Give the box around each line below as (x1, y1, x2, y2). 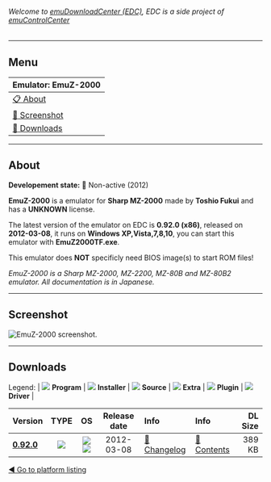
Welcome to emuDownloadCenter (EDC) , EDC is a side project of (8, 6, 224, 16)
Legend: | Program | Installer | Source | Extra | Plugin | (8, 383, 244, 392)
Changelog (144, 444, 186, 455)
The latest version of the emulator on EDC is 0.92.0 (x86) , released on (8, 220, 244, 229)
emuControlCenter (8, 15, 70, 24)
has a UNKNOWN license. (8, 204, 95, 214)
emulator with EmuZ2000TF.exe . (8, 237, 120, 246)
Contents (194, 444, 230, 455)
